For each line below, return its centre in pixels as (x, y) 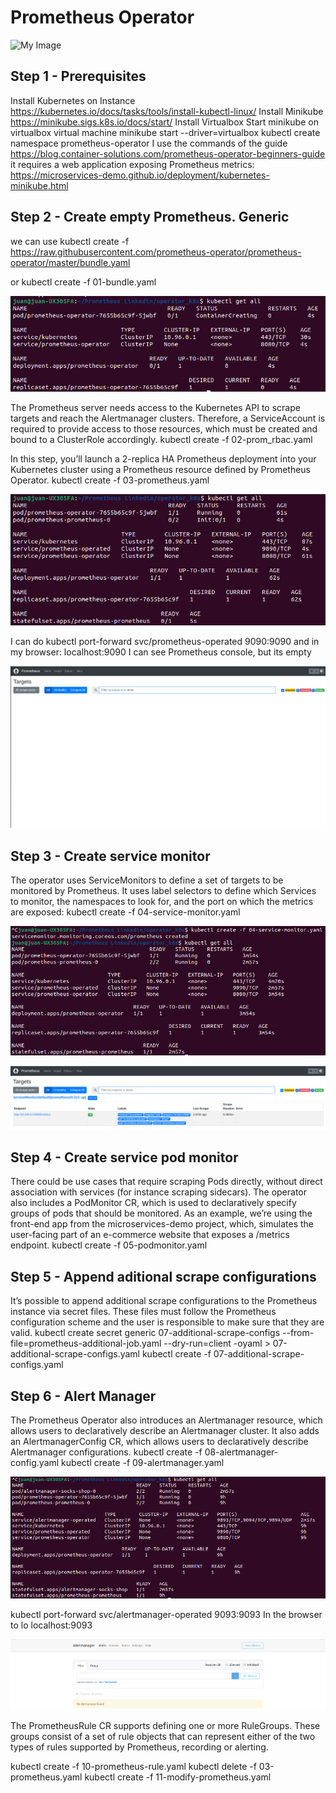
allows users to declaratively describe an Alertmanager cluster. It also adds (165, 1431)
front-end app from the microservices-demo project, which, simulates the (162, 1224)
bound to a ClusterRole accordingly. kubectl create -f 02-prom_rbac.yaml (161, 439)
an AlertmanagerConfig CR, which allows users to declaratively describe (159, 1442)
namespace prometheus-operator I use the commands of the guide (149, 143)
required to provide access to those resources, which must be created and (164, 428)
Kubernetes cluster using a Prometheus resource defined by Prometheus (160, 469)
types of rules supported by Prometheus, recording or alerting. (139, 1747)
